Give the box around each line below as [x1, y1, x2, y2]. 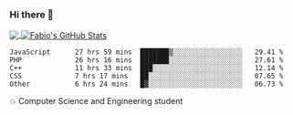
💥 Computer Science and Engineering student [9, 95, 183, 106]
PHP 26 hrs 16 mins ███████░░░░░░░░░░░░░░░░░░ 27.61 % [9, 55, 284, 65]
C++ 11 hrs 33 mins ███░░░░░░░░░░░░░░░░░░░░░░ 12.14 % [9, 63, 284, 72]
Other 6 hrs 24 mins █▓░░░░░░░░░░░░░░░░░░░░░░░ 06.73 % [9, 79, 284, 89]
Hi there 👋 [9, 8, 55, 21]
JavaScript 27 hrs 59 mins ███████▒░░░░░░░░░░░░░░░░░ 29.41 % [9, 47, 284, 57]
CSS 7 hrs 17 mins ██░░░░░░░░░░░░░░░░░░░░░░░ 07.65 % [9, 71, 284, 80]
